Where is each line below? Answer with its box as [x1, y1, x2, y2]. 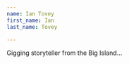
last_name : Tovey [6, 23, 58, 30]
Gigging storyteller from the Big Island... [6, 49, 123, 57]
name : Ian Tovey [6, 10, 54, 18]
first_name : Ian [6, 17, 54, 24]
